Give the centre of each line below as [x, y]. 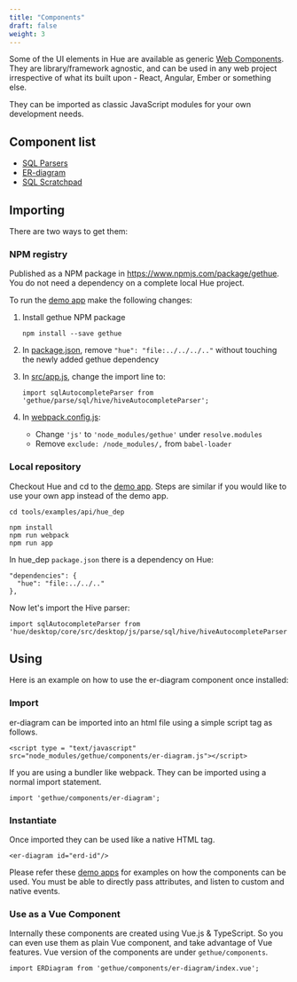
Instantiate [33, 820]
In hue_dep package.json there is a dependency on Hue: [112, 559]
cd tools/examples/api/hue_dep [67, 512]
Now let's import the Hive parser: [70, 608]
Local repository [45, 467]
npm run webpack [39, 535]
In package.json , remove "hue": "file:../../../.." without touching [149, 350]
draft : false [33, 26]
